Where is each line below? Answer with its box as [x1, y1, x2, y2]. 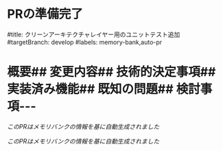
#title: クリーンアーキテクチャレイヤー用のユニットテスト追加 [7, 30, 180, 38]
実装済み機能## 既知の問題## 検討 [7, 82, 200, 97]
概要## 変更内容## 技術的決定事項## [7, 65, 216, 80]
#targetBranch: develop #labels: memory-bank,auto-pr [7, 38, 163, 46]
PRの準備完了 [7, 6, 84, 22]
